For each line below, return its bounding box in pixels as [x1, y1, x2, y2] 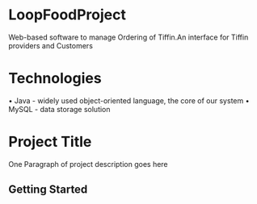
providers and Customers [8, 40, 93, 50]
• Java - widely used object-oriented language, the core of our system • [8, 95, 250, 106]
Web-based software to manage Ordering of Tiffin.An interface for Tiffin [8, 32, 249, 42]
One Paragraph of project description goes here [8, 159, 168, 169]
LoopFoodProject [8, 6, 127, 24]
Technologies [8, 69, 103, 88]
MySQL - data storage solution [8, 104, 111, 114]
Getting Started [8, 183, 88, 197]
